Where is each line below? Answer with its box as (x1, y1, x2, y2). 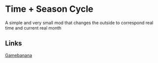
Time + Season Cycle (5, 3, 94, 15)
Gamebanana (5, 52, 32, 58)
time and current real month (5, 25, 62, 31)
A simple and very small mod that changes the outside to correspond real (5, 20, 154, 26)
